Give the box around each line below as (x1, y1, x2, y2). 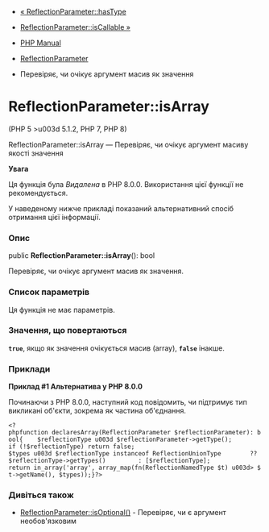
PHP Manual (19, 38, 62, 48)
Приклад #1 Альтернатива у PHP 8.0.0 (8, 382, 143, 392)
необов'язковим (19, 516, 77, 526)
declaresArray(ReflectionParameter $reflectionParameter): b (51, 429, 262, 437)
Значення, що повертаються (8, 325, 127, 336)
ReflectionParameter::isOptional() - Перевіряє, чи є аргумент (19, 508, 227, 517)
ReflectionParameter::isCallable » (19, 23, 131, 31)
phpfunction (8, 429, 48, 437)
